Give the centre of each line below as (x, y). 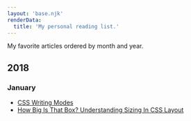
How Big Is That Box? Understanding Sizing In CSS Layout (100, 110)
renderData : (24, 20)
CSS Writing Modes (45, 103)
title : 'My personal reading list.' (66, 26)
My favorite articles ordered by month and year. (75, 46)
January (22, 87)
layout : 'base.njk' (35, 13)
